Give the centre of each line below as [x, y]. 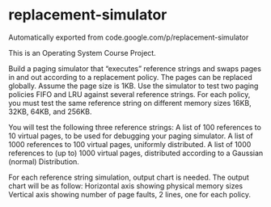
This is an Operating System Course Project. [82, 53]
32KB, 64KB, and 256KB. [50, 112]
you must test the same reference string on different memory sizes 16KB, [130, 103]
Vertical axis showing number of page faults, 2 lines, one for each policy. [129, 194]
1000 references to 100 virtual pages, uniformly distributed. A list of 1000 [130, 144]
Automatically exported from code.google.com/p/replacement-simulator [129, 37]
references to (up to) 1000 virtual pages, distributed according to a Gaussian [136, 153]
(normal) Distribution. [44, 161]
